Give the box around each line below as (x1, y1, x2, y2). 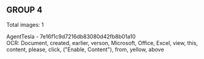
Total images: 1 (6, 21, 44, 28)
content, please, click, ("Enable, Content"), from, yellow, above (6, 46, 164, 53)
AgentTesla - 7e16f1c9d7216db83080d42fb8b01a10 (6, 33, 136, 40)
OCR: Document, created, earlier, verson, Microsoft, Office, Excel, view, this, (6, 39, 199, 46)
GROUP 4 (6, 5, 43, 15)
